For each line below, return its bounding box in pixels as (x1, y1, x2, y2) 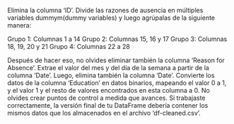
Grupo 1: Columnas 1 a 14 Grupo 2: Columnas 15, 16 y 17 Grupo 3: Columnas (7, 35, 228, 43)
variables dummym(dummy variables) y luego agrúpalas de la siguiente (7, 13, 216, 22)
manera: (7, 21, 32, 29)
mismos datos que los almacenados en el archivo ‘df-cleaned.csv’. (7, 109, 201, 117)
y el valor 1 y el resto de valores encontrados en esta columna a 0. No (7, 86, 210, 94)
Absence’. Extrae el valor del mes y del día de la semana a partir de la (7, 64, 210, 72)
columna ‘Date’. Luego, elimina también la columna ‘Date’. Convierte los (7, 71, 215, 79)
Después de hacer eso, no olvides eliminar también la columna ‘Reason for (7, 56, 225, 64)
